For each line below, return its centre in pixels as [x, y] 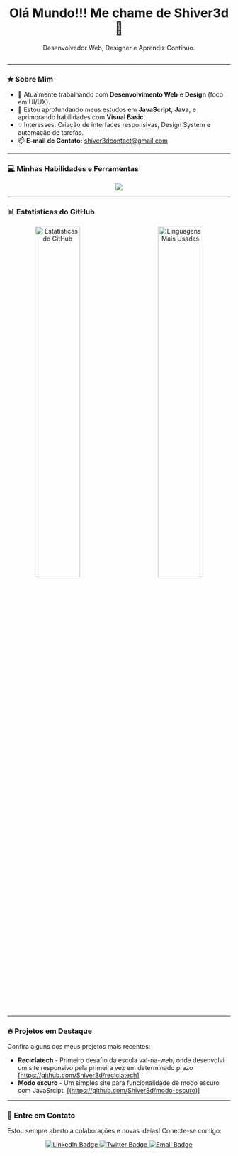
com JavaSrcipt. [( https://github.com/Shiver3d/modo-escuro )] [109, 1091]
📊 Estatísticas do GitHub [51, 212]
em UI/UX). [34, 102]
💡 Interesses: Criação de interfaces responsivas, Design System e [114, 125]
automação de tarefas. [50, 133]
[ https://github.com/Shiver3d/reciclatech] [78, 1075]
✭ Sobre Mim [30, 79]
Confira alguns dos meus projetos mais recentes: [79, 1047]
